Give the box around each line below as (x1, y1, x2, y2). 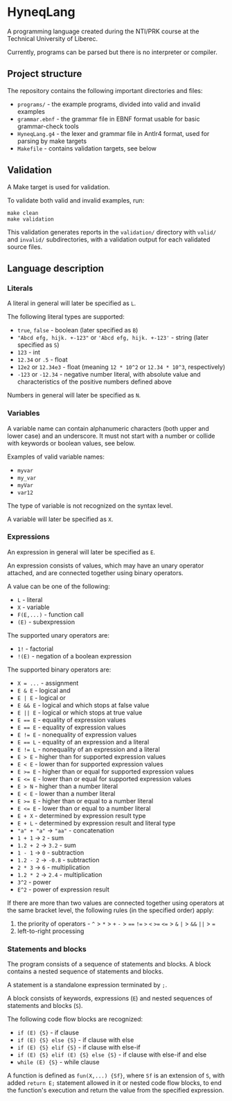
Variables (7, 409, 40, 418)
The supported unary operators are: (7, 631, 109, 639)
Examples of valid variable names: (7, 452, 105, 461)
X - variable (17, 603, 50, 611)
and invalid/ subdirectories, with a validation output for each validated (7, 235, 211, 244)
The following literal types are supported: (7, 313, 125, 321)
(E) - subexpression (17, 617, 75, 626)
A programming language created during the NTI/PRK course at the (7, 27, 199, 35)
